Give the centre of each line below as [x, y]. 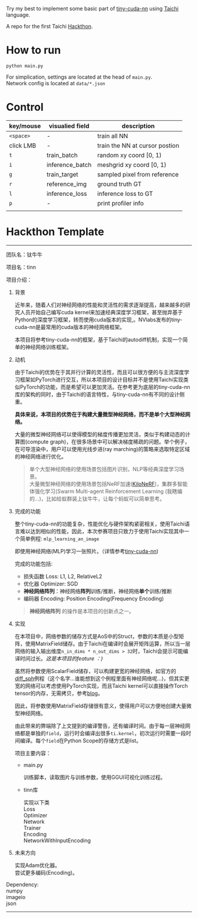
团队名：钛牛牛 [24, 255]
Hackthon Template [55, 232]
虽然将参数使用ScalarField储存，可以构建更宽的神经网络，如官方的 [95, 671]
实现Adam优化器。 [37, 865]
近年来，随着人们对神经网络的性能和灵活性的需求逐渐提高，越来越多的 [100, 305]
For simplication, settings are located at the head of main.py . [79, 77]
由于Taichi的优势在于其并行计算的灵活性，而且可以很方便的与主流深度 [99, 372]
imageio [16, 897]
